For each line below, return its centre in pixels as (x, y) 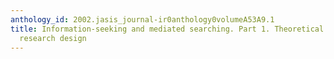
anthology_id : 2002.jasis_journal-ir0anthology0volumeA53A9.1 (142, 19)
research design (53, 38)
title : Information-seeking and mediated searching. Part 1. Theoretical (167, 29)
